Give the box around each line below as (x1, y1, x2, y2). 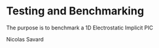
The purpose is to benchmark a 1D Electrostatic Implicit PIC (6, 24, 154, 31)
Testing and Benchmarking (6, 4, 145, 18)
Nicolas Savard (6, 35, 44, 43)
